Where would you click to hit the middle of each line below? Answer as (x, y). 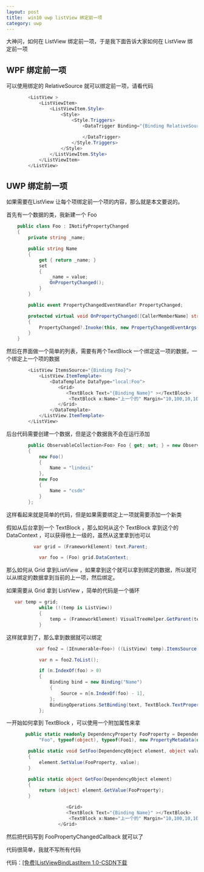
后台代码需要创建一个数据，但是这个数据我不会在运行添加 (78, 434)
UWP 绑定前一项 (37, 186)
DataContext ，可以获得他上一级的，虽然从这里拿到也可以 (79, 535)
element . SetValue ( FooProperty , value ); (89, 762)
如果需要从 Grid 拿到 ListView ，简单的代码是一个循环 (73, 591)
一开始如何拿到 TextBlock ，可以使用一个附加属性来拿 (73, 723)
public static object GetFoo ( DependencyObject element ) (100, 779)
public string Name (53, 249)
